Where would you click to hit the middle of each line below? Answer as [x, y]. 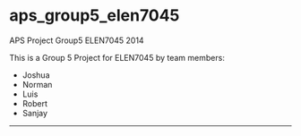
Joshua [36, 75]
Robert [34, 103]
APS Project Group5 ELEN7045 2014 [77, 40]
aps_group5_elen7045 [95, 16]
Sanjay [34, 113]
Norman [37, 84]
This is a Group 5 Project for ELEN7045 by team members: [117, 57]
